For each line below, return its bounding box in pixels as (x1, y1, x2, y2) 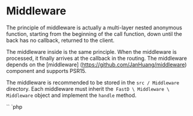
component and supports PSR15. (6, 67, 87, 74)
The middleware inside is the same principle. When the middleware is (6, 48, 177, 55)
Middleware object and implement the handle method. (6, 91, 137, 99)
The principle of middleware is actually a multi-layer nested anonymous (6, 24, 182, 31)
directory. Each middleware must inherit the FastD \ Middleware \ (6, 85, 170, 92)
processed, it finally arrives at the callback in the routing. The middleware (6, 54, 187, 62)
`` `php (6, 103, 23, 110)
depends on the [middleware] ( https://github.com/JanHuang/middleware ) (6, 61, 187, 68)
